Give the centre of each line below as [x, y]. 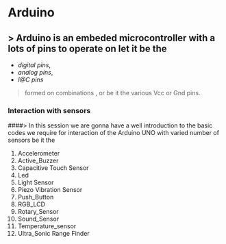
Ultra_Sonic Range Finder [53, 234]
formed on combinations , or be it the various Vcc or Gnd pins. [112, 93]
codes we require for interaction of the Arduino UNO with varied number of [114, 133]
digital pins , [34, 65]
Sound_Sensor [38, 219]
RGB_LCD [32, 204]
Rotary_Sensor [38, 212]
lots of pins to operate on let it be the [87, 48]
